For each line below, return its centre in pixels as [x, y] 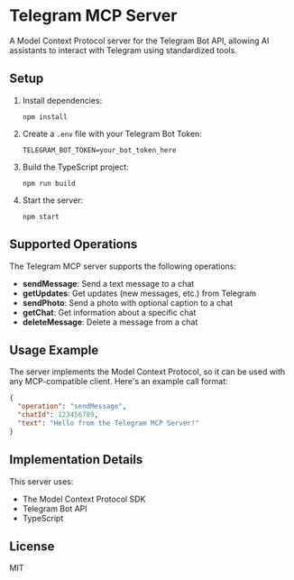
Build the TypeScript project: [75, 167]
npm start [41, 216]
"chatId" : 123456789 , [58, 415]
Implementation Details [76, 460]
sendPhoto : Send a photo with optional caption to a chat [128, 302]
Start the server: [53, 200]
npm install [45, 117]
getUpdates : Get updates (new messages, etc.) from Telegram [139, 293]
